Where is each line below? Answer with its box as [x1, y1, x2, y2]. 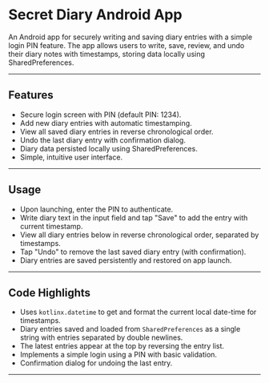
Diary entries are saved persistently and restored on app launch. [19, 255, 232, 265]
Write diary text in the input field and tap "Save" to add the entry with [19, 212, 248, 222]
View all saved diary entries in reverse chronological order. [19, 127, 214, 136]
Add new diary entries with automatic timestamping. [19, 118, 192, 127]
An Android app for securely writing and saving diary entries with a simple [8, 32, 253, 42]
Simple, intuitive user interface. [19, 152, 122, 162]
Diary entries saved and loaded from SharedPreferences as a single [19, 325, 241, 334]
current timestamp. [19, 221, 83, 231]
